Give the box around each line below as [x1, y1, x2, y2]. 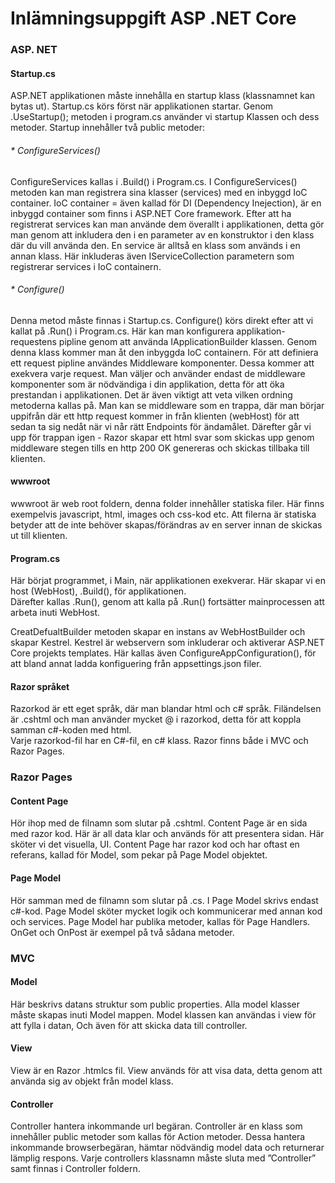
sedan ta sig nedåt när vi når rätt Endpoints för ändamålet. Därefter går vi [10, 420, 312, 432]
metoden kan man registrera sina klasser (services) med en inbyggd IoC [10, 186, 308, 198]
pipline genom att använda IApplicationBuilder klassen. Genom [58, 335, 318, 347]
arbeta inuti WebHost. [10, 607, 101, 619]
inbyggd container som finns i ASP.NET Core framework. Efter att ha [10, 207, 292, 219]
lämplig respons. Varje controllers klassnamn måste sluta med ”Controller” [10, 1152, 317, 1164]
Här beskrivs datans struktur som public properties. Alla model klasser [10, 998, 301, 1010]
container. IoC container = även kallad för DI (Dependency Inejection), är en [10, 197, 322, 209]
